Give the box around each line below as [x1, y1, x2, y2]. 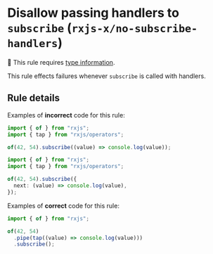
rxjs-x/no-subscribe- [71, 23, 198, 36]
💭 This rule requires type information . [7, 58, 115, 66]
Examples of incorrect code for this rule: [7, 110, 125, 119]
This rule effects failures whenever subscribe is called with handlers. [7, 72, 206, 80]
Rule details [7, 92, 60, 104]
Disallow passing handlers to [7, 5, 179, 21]
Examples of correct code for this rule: [7, 201, 120, 210]
